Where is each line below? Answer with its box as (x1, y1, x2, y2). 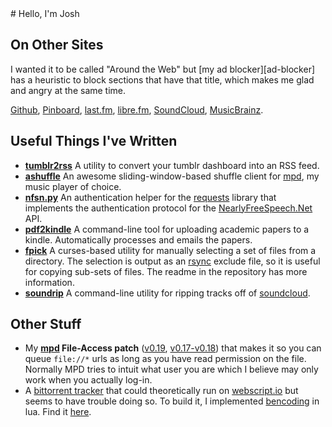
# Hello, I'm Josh (10, 8, 80, 19)
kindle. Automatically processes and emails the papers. (24, 233, 253, 246)
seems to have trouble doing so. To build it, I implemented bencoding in (24, 395, 320, 407)
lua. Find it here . (24, 406, 92, 418)
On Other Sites (10, 37, 104, 54)
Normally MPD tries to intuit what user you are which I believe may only (24, 363, 319, 376)
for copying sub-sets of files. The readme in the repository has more (24, 265, 308, 277)
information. (24, 276, 75, 288)
